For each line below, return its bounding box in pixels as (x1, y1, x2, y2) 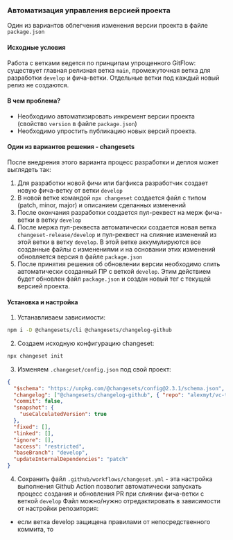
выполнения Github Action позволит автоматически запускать (17, 482, 202, 491)
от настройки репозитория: (17, 505, 99, 513)
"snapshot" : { (13, 404, 54, 411)
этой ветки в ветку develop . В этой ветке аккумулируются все (17, 238, 201, 246)
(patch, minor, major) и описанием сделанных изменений (17, 200, 186, 209)
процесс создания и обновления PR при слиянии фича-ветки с (17, 489, 205, 498)
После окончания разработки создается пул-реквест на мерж (17, 208, 203, 216)
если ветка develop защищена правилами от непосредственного (17, 518, 211, 526)
